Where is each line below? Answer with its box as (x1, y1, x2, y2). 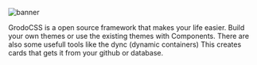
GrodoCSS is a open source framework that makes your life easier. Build (8, 23, 245, 32)
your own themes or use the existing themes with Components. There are (8, 32, 249, 40)
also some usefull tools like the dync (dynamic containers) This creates (8, 40, 242, 49)
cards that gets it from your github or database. (8, 48, 164, 57)
